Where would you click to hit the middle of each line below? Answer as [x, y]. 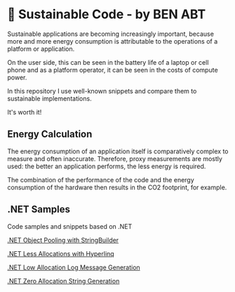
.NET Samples [39, 209]
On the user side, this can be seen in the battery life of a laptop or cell [108, 62]
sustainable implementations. [50, 99]
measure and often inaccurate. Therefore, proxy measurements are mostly [115, 158]
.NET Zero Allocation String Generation [63, 281]
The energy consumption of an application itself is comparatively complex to [118, 151]
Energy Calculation [50, 134]
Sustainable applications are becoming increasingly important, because [110, 34]
